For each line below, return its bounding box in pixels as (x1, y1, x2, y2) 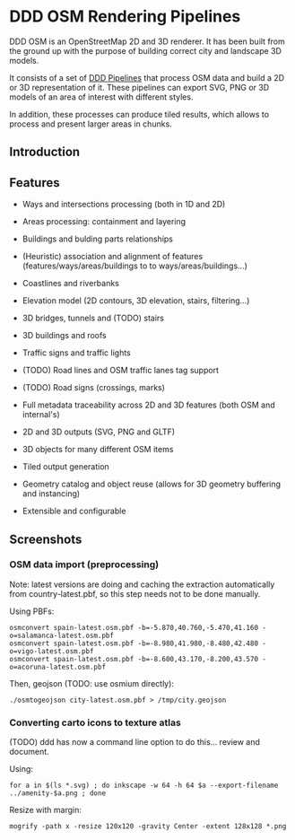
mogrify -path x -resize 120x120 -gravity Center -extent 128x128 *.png (9, 822, 287, 831)
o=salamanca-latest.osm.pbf (9, 631, 115, 640)
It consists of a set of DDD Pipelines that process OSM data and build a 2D (9, 72, 285, 83)
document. (9, 747, 49, 757)
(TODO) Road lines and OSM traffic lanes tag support (22, 365, 220, 376)
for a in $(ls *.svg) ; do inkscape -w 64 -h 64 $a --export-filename (9, 781, 279, 791)
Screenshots (9, 531, 82, 547)
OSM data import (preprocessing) (9, 558, 160, 571)
